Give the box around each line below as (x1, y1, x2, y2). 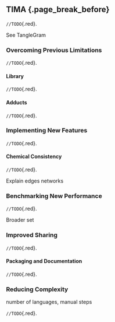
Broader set (6, 216, 34, 223)
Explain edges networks (6, 177, 64, 184)
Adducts (6, 99, 27, 106)
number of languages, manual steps (6, 299, 92, 306)
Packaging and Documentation (6, 258, 82, 265)
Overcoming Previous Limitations (6, 46, 102, 54)
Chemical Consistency (6, 153, 62, 160)
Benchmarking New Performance (6, 192, 103, 200)
